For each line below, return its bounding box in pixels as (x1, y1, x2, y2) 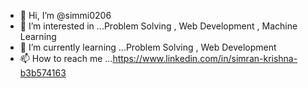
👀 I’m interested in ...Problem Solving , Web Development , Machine (19, 20, 298, 32)
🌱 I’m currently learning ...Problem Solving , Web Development (19, 41, 277, 53)
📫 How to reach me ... (19, 53, 113, 64)
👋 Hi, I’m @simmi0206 (19, 10, 112, 21)
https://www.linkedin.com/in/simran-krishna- (112, 53, 298, 64)
